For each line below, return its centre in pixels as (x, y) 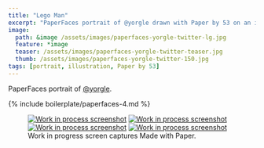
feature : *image (42, 45)
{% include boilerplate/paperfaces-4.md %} (79, 103)
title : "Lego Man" (38, 15)
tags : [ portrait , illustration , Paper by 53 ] (84, 67)
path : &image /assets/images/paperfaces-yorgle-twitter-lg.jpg (121, 37)
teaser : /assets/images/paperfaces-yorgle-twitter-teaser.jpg (119, 52)
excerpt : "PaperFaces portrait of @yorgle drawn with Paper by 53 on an (130, 23)
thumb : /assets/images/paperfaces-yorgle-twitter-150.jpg (112, 60)
